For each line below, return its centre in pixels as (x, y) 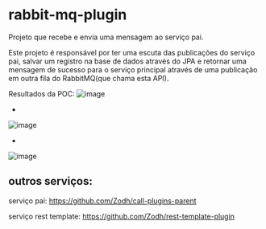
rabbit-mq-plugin (68, 15)
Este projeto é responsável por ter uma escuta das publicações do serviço (132, 52)
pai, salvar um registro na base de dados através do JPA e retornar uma (128, 61)
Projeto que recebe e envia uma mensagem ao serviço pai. (106, 37)
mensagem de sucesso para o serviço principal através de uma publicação (133, 69)
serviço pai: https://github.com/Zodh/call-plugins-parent (102, 200)
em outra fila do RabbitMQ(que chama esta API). (89, 78)
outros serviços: (50, 181)
